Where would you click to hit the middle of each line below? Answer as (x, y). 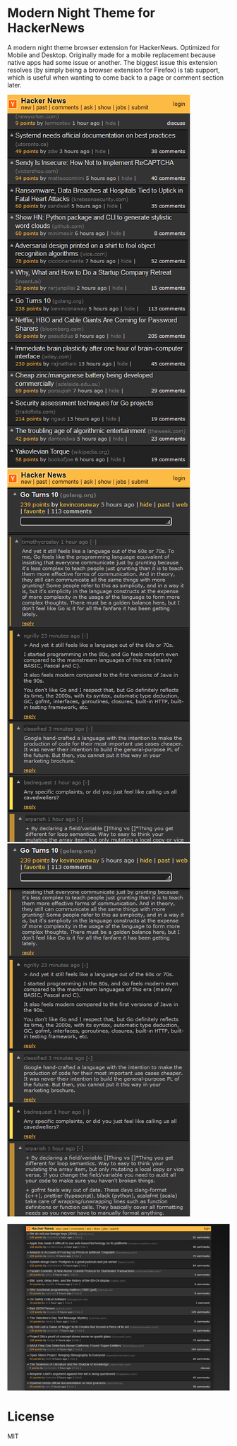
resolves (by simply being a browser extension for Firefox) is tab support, (114, 70)
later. (15, 85)
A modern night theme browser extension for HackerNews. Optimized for (114, 47)
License (31, 1417)
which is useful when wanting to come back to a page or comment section (116, 77)
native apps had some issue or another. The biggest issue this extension (112, 62)
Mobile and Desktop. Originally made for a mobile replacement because (112, 55)
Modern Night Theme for (81, 13)
